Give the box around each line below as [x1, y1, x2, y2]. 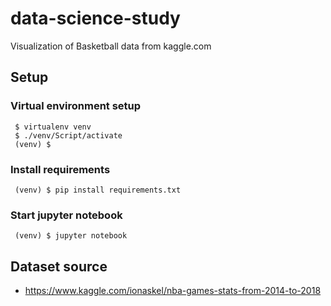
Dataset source [10, 258, 108, 275]
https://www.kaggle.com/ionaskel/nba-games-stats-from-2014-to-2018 [24, 285, 322, 297]
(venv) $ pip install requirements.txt [14, 185, 182, 195]
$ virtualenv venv [14, 122, 92, 132]
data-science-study [10, 7, 181, 30]
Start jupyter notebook [10, 208, 123, 222]
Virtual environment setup [10, 99, 142, 113]
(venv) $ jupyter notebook [14, 231, 128, 241]
